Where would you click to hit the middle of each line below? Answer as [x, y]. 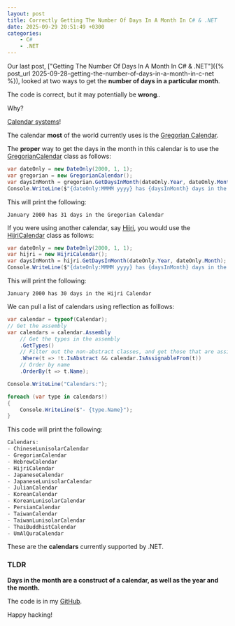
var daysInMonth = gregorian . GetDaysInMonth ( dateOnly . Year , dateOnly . [112, 182]
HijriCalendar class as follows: [51, 235]
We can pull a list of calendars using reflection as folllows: [91, 306]
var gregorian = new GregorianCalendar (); [70, 176]
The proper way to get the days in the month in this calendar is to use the [113, 149]
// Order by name [45, 365]
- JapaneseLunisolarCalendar [50, 481]
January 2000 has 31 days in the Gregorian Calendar [86, 215]
